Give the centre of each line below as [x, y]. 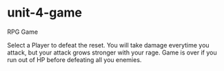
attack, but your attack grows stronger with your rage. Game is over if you [112, 52]
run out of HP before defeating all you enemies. [74, 59]
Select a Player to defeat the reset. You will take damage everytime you [108, 45]
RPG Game [23, 32]
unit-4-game [45, 13]
